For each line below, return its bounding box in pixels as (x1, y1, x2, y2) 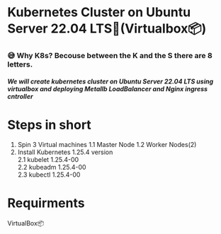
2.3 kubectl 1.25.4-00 (17, 170, 81, 179)
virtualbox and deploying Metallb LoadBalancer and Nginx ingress (7, 84, 208, 93)
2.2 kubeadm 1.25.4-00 (17, 163, 86, 171)
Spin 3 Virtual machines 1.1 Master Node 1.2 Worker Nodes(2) (17, 140, 197, 148)
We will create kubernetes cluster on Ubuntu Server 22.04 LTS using (7, 77, 214, 86)
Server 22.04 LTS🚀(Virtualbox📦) (7, 21, 207, 37)
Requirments (7, 195, 85, 211)
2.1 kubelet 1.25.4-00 (17, 155, 79, 163)
